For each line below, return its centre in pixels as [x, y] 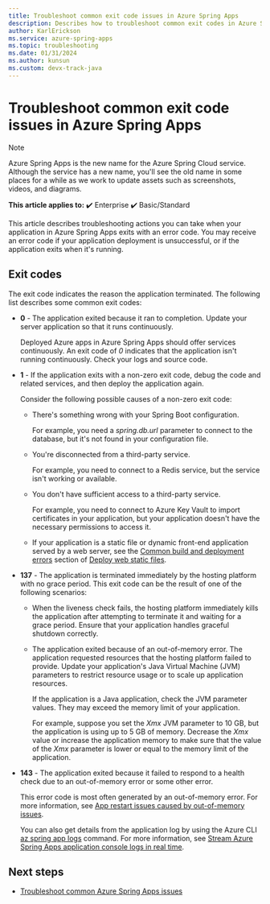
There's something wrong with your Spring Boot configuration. [135, 415]
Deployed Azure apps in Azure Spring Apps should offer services [128, 342]
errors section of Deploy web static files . [99, 559]
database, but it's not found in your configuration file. [120, 439]
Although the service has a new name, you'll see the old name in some [125, 171]
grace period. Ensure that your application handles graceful [131, 625]
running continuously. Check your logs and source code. [114, 359]
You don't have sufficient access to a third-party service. [126, 494]
